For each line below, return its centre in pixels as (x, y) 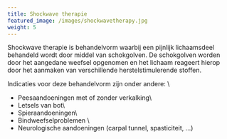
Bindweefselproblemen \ (54, 120)
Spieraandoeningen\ (47, 113)
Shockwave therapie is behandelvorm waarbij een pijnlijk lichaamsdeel (111, 48)
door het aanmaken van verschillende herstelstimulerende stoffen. (105, 70)
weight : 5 (22, 27)
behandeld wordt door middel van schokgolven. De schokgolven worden (114, 55)
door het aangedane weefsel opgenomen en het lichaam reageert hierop (114, 63)
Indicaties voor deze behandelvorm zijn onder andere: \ (89, 84)
